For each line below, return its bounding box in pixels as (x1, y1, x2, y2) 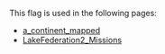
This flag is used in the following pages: (9, 8, 158, 18)
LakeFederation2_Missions (22, 35, 123, 45)
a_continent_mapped (22, 25, 101, 35)
